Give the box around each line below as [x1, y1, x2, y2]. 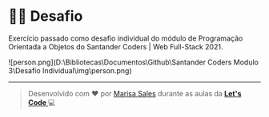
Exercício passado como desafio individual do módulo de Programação [8, 33, 243, 43]
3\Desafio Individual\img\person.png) [8, 65, 132, 75]
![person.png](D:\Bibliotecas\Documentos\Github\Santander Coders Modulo [8, 57, 259, 67]
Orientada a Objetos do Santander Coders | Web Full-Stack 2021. [8, 41, 223, 51]
